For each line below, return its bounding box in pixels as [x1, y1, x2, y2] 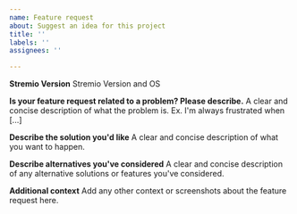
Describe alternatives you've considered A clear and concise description [9, 159, 284, 169]
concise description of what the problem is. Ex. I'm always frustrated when [9, 105, 285, 116]
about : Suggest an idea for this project [9, 21, 166, 30]
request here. [9, 195, 59, 206]
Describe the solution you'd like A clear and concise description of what [9, 132, 279, 143]
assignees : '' [9, 46, 63, 55]
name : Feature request [9, 12, 94, 22]
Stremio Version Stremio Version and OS [9, 78, 161, 89]
